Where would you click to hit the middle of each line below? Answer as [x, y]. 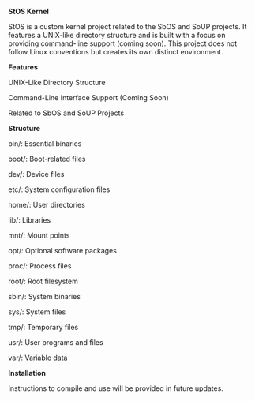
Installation [27, 373]
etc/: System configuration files [59, 189]
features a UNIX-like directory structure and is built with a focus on [117, 35]
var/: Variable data [38, 358]
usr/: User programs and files [56, 342]
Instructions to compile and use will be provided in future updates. [116, 388]
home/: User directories [47, 205]
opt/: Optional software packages [62, 251]
